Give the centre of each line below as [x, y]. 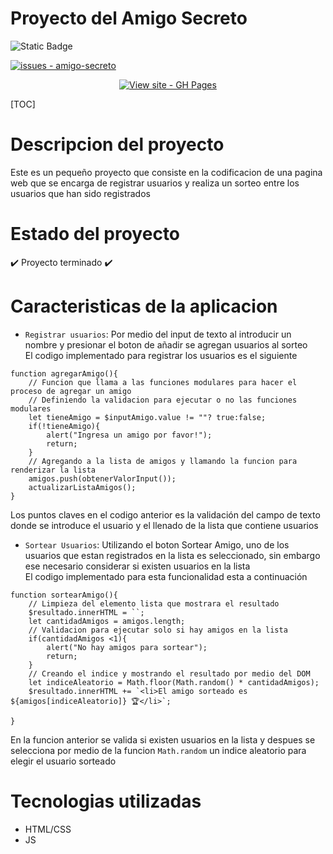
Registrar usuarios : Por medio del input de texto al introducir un [158, 334]
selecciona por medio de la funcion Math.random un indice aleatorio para [158, 750]
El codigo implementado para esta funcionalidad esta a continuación [166, 576]
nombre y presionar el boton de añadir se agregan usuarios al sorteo [166, 344]
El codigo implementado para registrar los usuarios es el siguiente [161, 355]
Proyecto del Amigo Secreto [129, 18]
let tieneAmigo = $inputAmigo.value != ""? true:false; [147, 417]
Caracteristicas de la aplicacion [144, 306]
